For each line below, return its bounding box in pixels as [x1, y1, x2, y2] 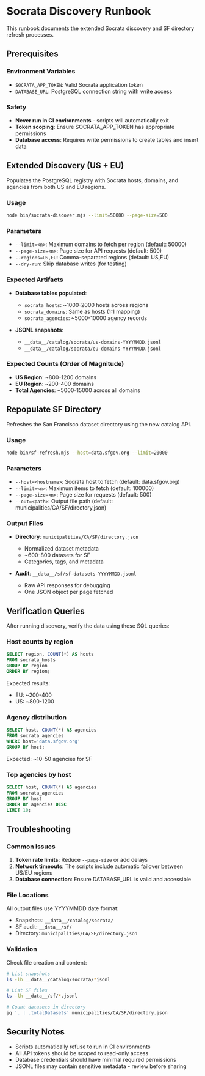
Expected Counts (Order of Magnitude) [6, 360, 124, 368]
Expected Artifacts [6, 275, 63, 284]
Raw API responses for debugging [24, 582, 111, 589]
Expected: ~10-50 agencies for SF [6, 755, 93, 762]
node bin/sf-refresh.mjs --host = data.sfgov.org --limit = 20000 [6, 450, 168, 456]
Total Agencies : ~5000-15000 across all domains [15, 387, 140, 394]
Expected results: [6, 679, 51, 686]
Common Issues [6, 842, 56, 851]
